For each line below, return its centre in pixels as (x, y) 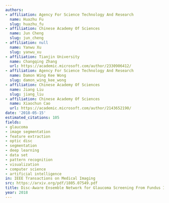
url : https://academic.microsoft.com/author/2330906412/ (71, 66)
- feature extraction (28, 137)
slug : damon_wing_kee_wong (38, 80)
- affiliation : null (27, 43)
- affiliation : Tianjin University (43, 57)
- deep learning (22, 151)
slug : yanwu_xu (26, 52)
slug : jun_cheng (27, 38)
